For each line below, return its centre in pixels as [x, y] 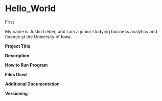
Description [17, 55]
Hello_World [31, 9]
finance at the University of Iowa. [38, 37]
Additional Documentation [33, 84]
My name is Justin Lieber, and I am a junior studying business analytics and [81, 31]
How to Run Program [26, 65]
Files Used [16, 74]
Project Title [18, 46]
